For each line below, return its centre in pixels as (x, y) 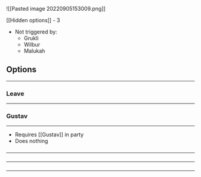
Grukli (31, 38)
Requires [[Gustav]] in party (49, 135)
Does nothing (31, 141)
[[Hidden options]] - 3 (33, 20)
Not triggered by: (36, 32)
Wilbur (32, 45)
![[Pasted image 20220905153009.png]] (56, 9)
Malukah (34, 51)
